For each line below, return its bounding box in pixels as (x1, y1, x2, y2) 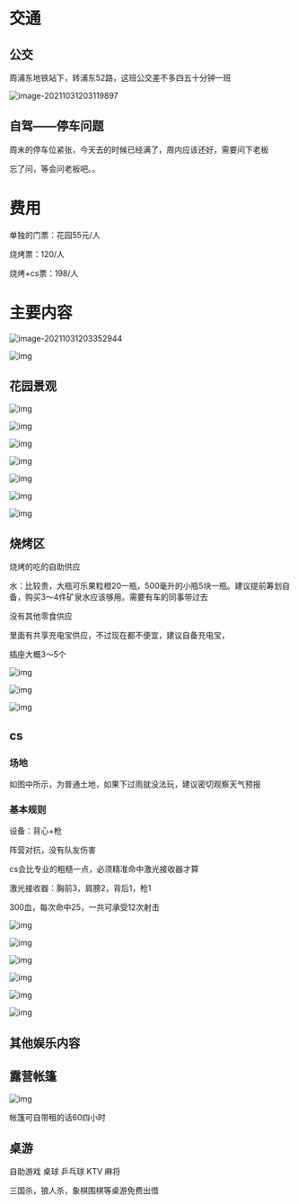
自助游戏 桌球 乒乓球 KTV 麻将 (9, 1166, 121, 1177)
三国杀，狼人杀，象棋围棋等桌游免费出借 (9, 1185, 159, 1196)
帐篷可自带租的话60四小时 (9, 1111, 106, 1122)
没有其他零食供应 (9, 611, 73, 621)
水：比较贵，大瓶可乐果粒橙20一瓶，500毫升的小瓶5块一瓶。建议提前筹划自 (9, 581, 290, 592)
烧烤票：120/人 (9, 248, 66, 259)
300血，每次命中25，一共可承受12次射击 (9, 902, 160, 913)
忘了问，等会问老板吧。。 (9, 163, 101, 174)
